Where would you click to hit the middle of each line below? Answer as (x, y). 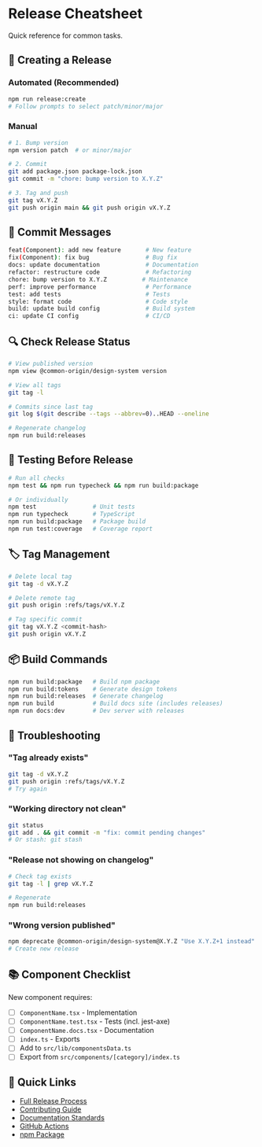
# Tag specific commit (45, 620)
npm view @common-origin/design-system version (88, 371)
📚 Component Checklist (70, 974)
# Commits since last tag (50, 407)
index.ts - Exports (50, 1039)
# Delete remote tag (42, 598)
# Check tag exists (40, 876)
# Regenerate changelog (47, 428)
